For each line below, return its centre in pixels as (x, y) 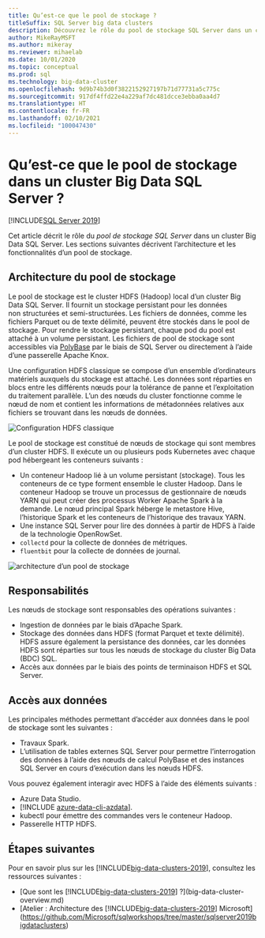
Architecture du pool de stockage (92, 277)
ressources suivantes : (45, 876)
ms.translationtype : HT (47, 104)
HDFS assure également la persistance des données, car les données (132, 642)
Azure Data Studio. (50, 799)
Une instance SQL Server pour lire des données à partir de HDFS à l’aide (137, 526)
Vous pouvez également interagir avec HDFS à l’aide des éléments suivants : (132, 784)
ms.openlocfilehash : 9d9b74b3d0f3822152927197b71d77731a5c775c (114, 89)
